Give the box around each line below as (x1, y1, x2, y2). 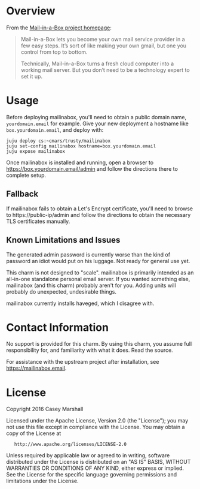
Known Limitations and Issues (6, 235, 121, 245)
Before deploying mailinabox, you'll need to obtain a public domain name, (6, 113, 187, 120)
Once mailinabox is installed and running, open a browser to (6, 159, 154, 166)
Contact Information (6, 321, 109, 334)
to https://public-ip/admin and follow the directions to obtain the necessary (6, 211, 191, 218)
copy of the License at (6, 430, 61, 437)
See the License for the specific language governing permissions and (6, 471, 177, 478)
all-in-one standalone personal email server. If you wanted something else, (6, 275, 190, 282)
